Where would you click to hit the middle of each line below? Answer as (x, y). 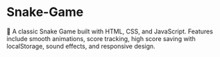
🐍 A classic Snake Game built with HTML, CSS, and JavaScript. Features (110, 31)
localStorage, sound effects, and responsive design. (81, 46)
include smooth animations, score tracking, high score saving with (101, 38)
